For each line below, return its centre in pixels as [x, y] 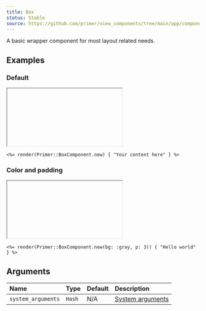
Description [132, 289]
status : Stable [26, 18]
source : [16, 23]
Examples [25, 60]
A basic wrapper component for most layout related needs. [81, 41]
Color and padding [35, 170]
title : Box [20, 12]
